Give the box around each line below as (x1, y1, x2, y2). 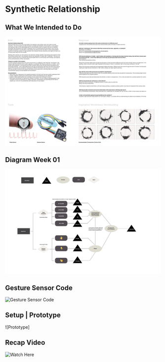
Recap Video (5, 338, 45, 347)
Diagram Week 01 (5, 156, 60, 164)
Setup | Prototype (5, 311, 61, 320)
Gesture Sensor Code (5, 283, 73, 292)
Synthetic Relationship (5, 3, 100, 15)
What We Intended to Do (5, 23, 82, 32)
